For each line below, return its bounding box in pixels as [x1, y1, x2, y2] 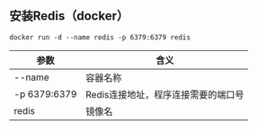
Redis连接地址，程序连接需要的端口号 [85, 88, 245, 100]
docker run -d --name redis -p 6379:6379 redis [9, 32, 191, 42]
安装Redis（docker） [9, 8, 129, 24]
